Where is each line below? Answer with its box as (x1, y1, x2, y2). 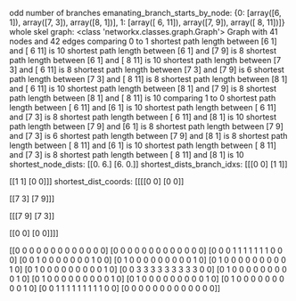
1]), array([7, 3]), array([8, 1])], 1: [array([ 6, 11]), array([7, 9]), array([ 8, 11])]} (9, 17, 285, 28)
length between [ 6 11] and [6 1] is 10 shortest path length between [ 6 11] (9, 102, 276, 112)
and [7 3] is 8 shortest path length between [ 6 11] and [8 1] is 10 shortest (9, 111, 277, 122)
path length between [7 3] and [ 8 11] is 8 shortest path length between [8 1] (9, 74, 288, 84)
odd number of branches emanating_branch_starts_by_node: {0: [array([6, (9, 8, 283, 18)
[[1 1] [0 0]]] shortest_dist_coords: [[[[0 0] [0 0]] (9, 176, 185, 186)
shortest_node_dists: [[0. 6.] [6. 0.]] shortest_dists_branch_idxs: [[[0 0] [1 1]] (9, 159, 288, 169)
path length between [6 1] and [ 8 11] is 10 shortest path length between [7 (9, 55, 282, 65)
